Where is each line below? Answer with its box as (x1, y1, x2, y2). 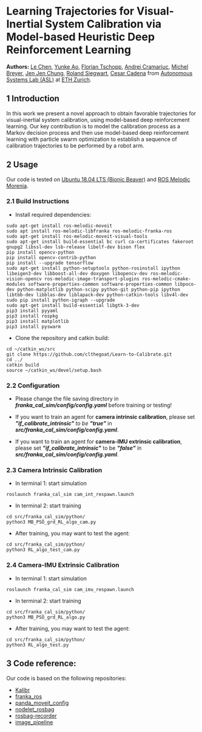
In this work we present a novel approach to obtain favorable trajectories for (6, 109, 197, 117)
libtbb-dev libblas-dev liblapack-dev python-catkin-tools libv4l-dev (6, 291, 189, 298)
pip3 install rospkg (6, 313, 59, 319)
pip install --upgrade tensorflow (6, 260, 94, 266)
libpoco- (174, 281, 197, 287)
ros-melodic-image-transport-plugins (44, 276, 140, 282)
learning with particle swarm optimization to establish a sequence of (6, 135, 177, 143)
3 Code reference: (6, 659, 77, 669)
